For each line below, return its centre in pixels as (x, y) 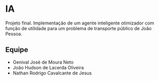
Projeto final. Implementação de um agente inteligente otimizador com (80, 23)
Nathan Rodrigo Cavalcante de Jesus (52, 73)
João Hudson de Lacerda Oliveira (48, 67)
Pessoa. (14, 34)
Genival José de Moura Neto (43, 62)
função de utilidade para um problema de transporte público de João (78, 28)
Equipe (17, 50)
